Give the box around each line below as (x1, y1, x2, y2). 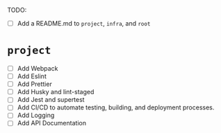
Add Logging (17, 111, 55, 120)
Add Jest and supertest (17, 96, 85, 104)
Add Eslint (17, 72, 47, 80)
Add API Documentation (17, 119, 87, 127)
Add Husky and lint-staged (17, 88, 95, 96)
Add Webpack (17, 64, 58, 72)
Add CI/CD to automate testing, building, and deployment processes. (17, 103, 215, 112)
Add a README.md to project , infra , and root (17, 19, 151, 27)
